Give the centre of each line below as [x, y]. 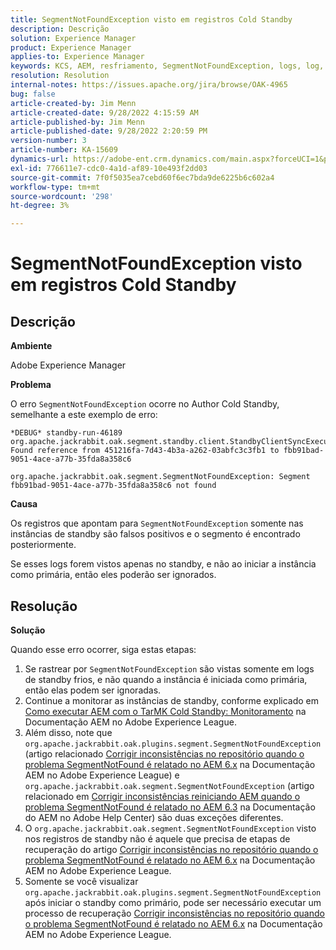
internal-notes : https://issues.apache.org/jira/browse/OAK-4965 [149, 85]
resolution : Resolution [60, 76]
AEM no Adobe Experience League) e [102, 775]
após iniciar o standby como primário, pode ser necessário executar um [173, 902]
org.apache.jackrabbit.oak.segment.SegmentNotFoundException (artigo [169, 785]
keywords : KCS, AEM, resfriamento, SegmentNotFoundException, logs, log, [167, 66]
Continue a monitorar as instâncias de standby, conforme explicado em [171, 700]
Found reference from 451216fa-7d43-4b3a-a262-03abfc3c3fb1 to [145, 451]
